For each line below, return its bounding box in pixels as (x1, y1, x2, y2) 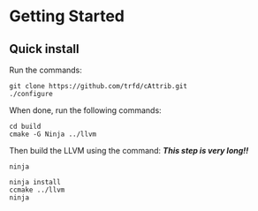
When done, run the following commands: (9, 105, 162, 116)
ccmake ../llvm (9, 185, 65, 194)
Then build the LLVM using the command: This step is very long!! (9, 146, 249, 155)
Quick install (9, 41, 80, 57)
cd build (9, 122, 42, 131)
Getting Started (9, 6, 125, 26)
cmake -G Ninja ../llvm (9, 130, 97, 139)
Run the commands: (9, 64, 82, 75)
